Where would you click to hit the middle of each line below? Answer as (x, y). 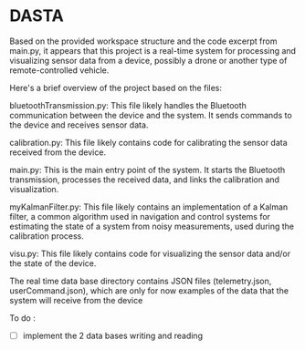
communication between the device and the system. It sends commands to (151, 115)
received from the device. (58, 152)
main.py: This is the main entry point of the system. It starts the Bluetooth (147, 170)
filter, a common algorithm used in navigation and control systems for (140, 216)
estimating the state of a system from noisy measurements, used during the (152, 226)
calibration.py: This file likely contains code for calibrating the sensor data (148, 142)
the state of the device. (53, 263)
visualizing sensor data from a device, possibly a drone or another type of (148, 60)
